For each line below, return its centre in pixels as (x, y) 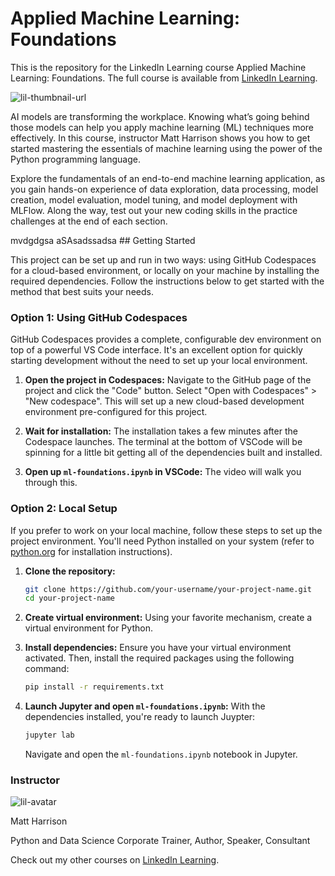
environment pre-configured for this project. (116, 412)
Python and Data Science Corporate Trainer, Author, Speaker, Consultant (160, 841)
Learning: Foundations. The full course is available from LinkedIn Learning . (164, 78)
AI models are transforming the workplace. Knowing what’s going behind (160, 116)
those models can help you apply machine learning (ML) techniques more (162, 127)
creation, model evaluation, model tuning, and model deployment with (154, 199)
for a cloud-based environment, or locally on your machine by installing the (165, 270)
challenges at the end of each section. (89, 221)
